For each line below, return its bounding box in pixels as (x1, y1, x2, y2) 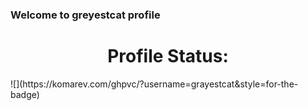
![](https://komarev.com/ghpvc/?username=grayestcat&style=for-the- (10, 78, 299, 90)
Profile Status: (107, 45, 229, 68)
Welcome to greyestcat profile (10, 8, 161, 22)
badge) (10, 88, 40, 100)
